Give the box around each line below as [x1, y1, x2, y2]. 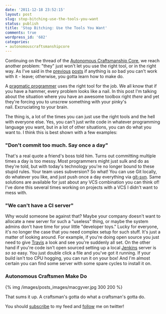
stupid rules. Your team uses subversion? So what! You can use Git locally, [5, 169, 157, 175]
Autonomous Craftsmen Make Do [5, 273, 87, 280]
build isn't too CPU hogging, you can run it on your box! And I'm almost [5, 255, 150, 261]
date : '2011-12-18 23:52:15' [5, 7, 65, 12]
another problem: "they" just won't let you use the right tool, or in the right [5, 63, 157, 69]
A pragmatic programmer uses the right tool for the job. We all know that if [5, 83, 157, 89]
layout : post [5, 12, 32, 17]
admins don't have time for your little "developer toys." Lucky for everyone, [5, 224, 159, 230]
